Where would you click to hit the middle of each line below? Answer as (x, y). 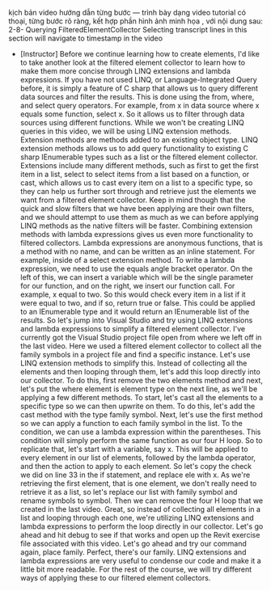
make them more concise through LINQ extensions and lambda (125, 71)
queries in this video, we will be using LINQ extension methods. (126, 131)
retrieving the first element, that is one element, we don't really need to (138, 483)
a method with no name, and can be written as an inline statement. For (137, 251)
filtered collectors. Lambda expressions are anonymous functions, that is (141, 243)
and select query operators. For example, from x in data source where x (140, 106)
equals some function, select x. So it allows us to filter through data (132, 114)
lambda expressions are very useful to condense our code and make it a (140, 561)
